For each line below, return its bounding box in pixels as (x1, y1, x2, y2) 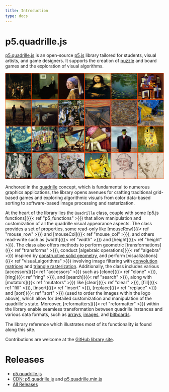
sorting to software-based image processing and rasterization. (5, 200, 135, 206)
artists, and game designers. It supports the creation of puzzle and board (5, 58, 157, 64)
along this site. (5, 326, 36, 333)
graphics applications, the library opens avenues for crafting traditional (5, 189, 152, 195)
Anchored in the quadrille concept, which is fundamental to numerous (5, 184, 150, 190)
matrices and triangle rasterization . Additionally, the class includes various (5, 264, 159, 270)
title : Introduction (5, 8, 49, 13)
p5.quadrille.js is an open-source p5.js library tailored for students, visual (5, 52, 157, 58)
